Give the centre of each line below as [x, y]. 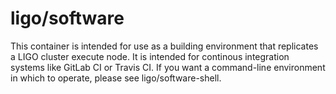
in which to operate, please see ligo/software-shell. [116, 78]
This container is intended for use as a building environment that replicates [164, 46]
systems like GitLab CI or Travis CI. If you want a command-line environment [168, 67]
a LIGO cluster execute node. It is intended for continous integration [150, 56]
